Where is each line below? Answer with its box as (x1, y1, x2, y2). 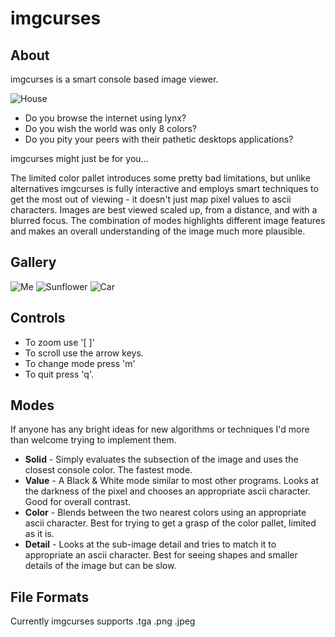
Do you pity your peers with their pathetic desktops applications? (24, 133, 294, 145)
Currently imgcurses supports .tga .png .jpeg (10, 615, 196, 627)
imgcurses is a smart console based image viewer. (10, 73, 219, 85)
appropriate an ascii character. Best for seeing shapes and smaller (24, 549, 298, 561)
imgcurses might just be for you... (10, 153, 149, 164)
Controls (10, 310, 66, 327)
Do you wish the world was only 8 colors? (24, 123, 198, 134)
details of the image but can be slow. (24, 560, 177, 572)
